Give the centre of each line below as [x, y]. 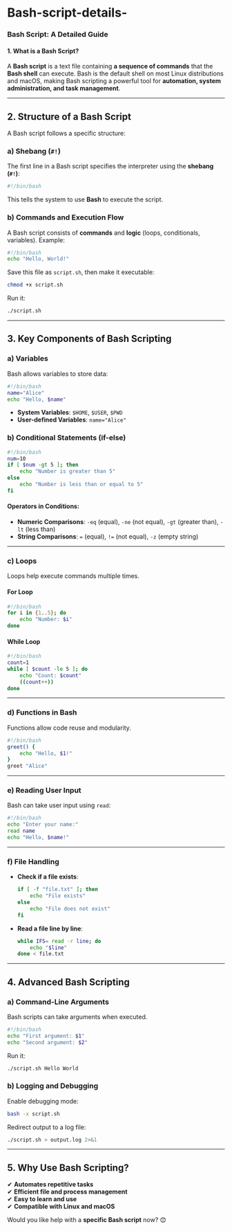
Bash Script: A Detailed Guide [58, 35]
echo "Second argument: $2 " [48, 1042]
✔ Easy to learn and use [42, 1199]
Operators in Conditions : [43, 506]
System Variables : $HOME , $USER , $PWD [70, 413]
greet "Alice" [28, 766]
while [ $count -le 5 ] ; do [48, 669]
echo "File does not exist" [70, 908]
